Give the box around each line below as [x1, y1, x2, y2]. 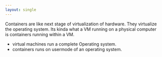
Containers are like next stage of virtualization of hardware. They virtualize [5, 21, 157, 27]
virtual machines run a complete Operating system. [12, 41, 117, 47]
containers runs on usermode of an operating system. [12, 46, 122, 52]
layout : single [5, 7, 37, 12]
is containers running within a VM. [5, 31, 75, 37]
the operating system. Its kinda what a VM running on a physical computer [5, 26, 157, 32]
